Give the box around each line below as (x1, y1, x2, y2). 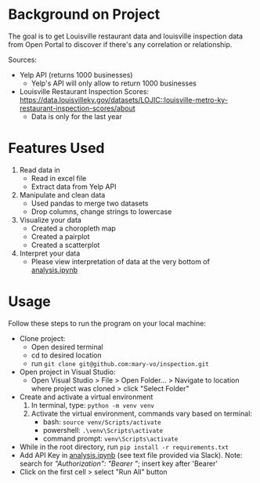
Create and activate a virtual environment (19, 392, 153, 401)
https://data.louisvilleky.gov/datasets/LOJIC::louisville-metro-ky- (19, 95, 229, 104)
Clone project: (19, 333, 66, 343)
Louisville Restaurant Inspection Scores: (19, 86, 150, 96)
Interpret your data (19, 249, 81, 258)
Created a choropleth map (31, 223, 116, 233)
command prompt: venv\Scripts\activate (42, 434, 179, 443)
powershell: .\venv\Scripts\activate (42, 425, 163, 434)
